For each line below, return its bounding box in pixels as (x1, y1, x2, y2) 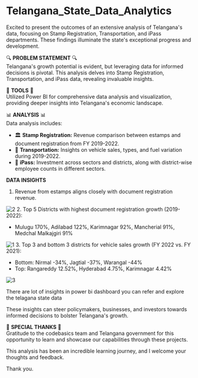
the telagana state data (6, 294, 62, 301)
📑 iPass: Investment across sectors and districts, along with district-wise (14, 158, 192, 166)
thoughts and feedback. (6, 353, 64, 361)
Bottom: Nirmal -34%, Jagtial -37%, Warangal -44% (14, 259, 143, 266)
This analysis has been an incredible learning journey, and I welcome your (6, 347, 186, 354)
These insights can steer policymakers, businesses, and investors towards (6, 305, 187, 312)
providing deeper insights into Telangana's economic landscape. (6, 99, 164, 106)
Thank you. (6, 365, 34, 372)
